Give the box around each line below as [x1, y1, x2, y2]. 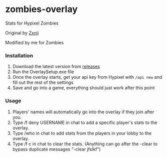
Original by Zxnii [5, 30, 39, 36]
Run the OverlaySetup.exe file [12, 69, 74, 75]
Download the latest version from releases [12, 64, 100, 70]
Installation [5, 52, 34, 59]
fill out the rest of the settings [12, 79, 74, 86]
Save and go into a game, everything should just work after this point [12, 85, 155, 91]
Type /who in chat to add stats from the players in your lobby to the [12, 130, 152, 136]
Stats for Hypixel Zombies [5, 20, 59, 26]
